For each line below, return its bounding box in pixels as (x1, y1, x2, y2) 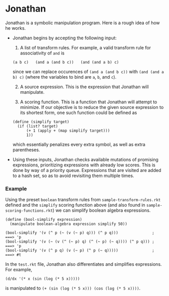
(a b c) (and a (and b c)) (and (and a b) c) (12, 60, 120, 65)
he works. (5, 25, 26, 31)
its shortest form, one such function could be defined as (20, 109, 137, 115)
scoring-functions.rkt (5, 208, 53, 213)
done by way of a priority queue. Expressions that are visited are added (12, 167, 161, 173)
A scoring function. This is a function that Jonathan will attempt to (20, 99, 157, 105)
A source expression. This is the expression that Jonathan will (20, 84, 149, 90)
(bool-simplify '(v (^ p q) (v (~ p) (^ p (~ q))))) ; (5, 248, 155, 253)
